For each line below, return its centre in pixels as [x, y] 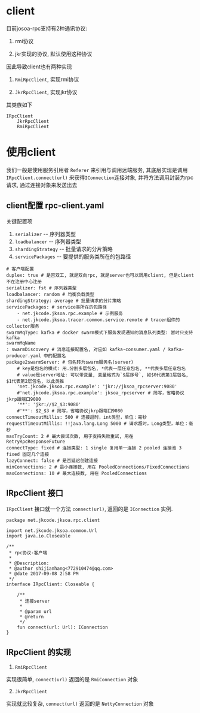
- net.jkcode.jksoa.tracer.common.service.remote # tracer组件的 [99, 320]
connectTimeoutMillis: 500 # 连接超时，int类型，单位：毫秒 [77, 417]
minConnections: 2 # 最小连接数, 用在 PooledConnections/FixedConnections [98, 467]
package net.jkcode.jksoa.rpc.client [53, 520]
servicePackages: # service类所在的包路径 [57, 307]
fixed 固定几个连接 [28, 454]
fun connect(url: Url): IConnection [63, 627]
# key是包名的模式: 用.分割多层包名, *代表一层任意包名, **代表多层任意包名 [101, 368]
